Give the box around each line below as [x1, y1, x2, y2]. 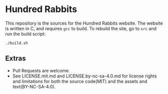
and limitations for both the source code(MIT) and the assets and [12, 78, 147, 84]
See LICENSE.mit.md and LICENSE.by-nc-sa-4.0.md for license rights [12, 73, 157, 79]
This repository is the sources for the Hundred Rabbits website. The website [5, 20, 163, 26]
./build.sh [5, 40, 28, 46]
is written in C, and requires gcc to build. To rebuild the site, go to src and [5, 25, 157, 31]
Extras [5, 54, 26, 63]
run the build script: [5, 31, 46, 37]
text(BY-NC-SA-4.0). [12, 83, 56, 89]
